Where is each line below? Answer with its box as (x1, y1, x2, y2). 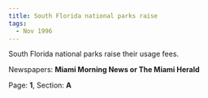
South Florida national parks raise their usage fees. (8, 49, 180, 59)
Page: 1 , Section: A (8, 80, 71, 90)
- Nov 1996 (15, 27, 53, 35)
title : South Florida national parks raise (8, 11, 158, 20)
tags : (8, 19, 27, 28)
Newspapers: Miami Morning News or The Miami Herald (8, 65, 201, 75)
